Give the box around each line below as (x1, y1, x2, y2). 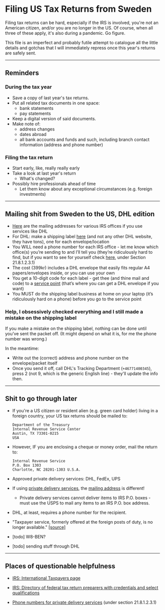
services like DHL (12, 228, 48, 234)
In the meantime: (5, 345, 39, 351)
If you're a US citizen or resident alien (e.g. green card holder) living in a (12, 407, 158, 413)
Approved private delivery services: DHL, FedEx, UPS (12, 476, 121, 481)
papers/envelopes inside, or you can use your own (12, 270, 115, 276)
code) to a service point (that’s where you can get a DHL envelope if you (12, 280, 159, 286)
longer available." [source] (12, 524, 66, 530)
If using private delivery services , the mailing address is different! (12, 485, 145, 491)
